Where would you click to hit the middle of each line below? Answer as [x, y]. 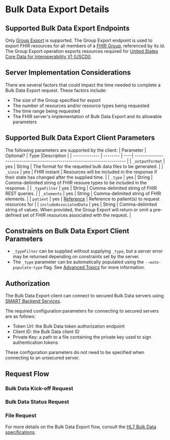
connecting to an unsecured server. [43, 358]
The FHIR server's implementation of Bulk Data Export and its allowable [87, 116]
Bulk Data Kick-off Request [39, 388]
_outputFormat [147, 161]
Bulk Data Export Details [57, 9]
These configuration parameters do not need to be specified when [75, 352]
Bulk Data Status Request [37, 402]
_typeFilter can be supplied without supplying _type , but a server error [88, 251]
